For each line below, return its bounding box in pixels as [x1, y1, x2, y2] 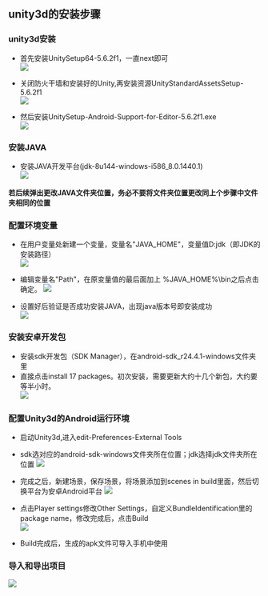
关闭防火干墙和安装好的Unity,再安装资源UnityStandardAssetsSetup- [19, 78, 244, 88]
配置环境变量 [8, 219, 58, 230]
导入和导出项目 [8, 560, 66, 571]
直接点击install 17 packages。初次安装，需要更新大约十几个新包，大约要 [19, 371, 258, 381]
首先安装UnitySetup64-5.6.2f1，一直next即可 [19, 53, 169, 62]
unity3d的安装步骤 [8, 7, 102, 22]
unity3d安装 [8, 34, 56, 45]
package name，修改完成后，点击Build [19, 513, 149, 522]
